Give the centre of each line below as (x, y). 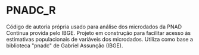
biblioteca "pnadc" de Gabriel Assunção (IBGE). (65, 46)
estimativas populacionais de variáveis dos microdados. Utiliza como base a (100, 39)
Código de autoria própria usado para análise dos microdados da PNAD (94, 27)
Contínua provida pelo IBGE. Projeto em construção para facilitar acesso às (99, 33)
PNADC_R (31, 10)
